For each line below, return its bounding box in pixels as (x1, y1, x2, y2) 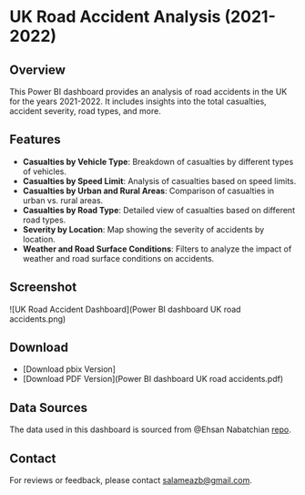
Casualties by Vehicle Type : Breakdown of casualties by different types (22, 156, 294, 167)
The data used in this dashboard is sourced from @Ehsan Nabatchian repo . (9, 424, 291, 435)
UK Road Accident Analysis (9, 6, 221, 27)
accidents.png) (9, 313, 66, 325)
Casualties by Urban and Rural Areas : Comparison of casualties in (22, 185, 275, 196)
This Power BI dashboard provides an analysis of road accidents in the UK (9, 87, 288, 97)
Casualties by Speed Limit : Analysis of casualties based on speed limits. (22, 175, 297, 186)
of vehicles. (22, 166, 66, 177)
